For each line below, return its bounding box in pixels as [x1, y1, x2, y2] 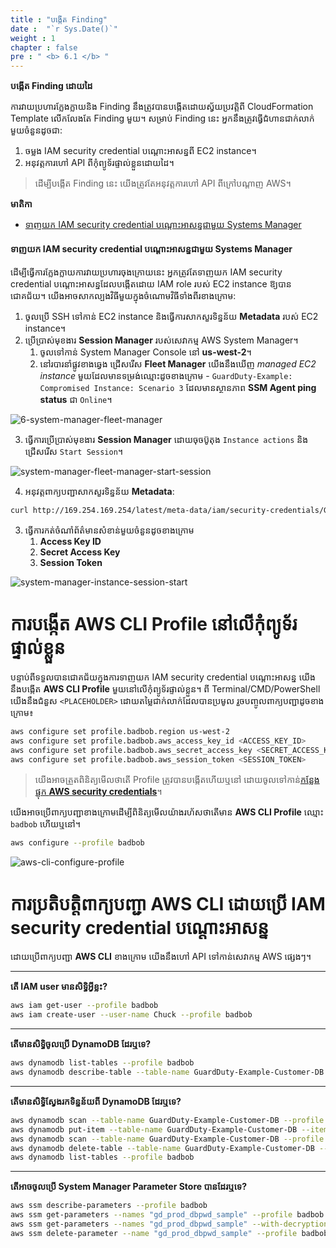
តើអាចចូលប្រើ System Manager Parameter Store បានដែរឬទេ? [10, 1181, 247, 1193]
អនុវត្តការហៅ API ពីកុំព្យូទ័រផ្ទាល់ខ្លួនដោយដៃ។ [24, 157, 175, 169]
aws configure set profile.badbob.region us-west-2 [10, 727, 230, 737]
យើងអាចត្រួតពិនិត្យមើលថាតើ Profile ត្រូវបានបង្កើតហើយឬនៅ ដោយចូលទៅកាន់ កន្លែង [34, 773, 320, 785]
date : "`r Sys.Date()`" [10, 24, 118, 34]
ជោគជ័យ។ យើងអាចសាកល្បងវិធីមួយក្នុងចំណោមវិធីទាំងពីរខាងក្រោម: [10, 290, 237, 302]
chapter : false [10, 42, 78, 53]
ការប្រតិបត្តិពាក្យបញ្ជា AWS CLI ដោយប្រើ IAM [10, 892, 326, 915]
